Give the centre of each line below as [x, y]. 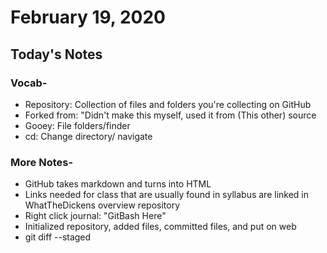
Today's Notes [56, 54]
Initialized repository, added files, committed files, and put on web [160, 227]
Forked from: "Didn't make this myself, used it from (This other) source [170, 115]
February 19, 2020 [88, 17]
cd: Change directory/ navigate [88, 136]
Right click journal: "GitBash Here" [95, 216]
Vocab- [29, 83]
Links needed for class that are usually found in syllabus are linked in [166, 195]
